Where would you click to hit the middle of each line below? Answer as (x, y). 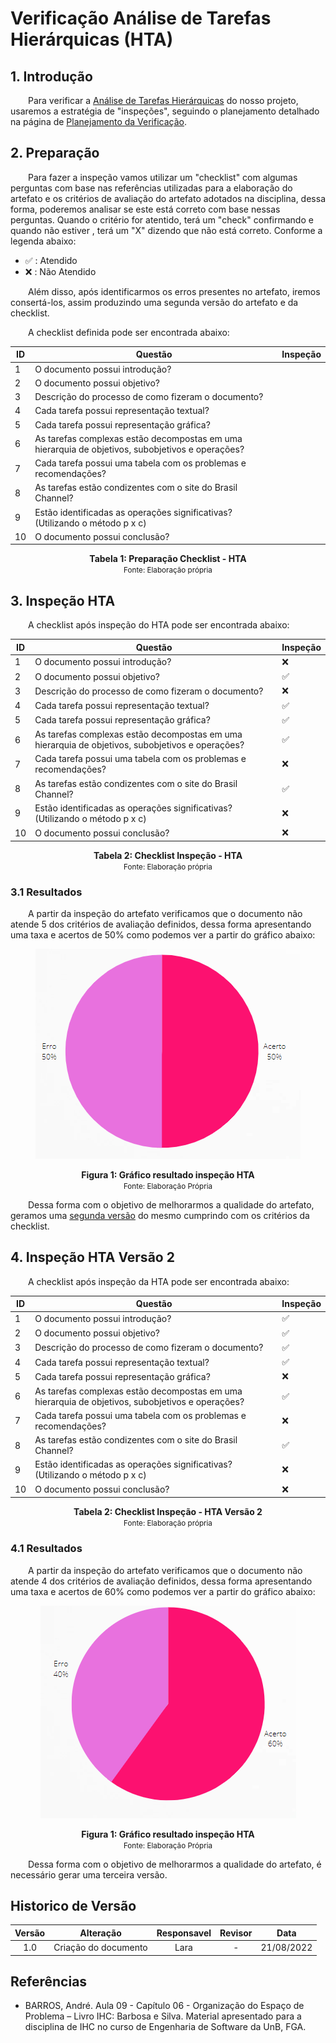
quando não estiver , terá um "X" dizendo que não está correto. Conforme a (166, 230)
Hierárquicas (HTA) (92, 39)
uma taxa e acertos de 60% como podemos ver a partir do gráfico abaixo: (163, 1591)
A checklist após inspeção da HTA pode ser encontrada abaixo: (159, 1281)
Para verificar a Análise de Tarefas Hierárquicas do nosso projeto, (163, 100)
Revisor (236, 1933)
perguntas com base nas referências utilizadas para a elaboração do (151, 188)
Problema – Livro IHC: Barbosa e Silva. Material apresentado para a (163, 2016)
